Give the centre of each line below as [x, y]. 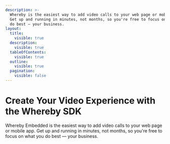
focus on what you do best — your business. [52, 136]
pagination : [23, 71]
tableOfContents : [28, 52]
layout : [13, 29]
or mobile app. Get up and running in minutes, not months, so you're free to [84, 131]
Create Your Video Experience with [80, 101]
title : [17, 33]
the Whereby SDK [44, 111]
